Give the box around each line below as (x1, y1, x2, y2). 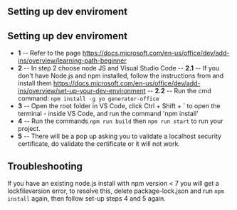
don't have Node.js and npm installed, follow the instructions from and (17, 71, 224, 80)
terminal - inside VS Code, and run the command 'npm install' (17, 110, 199, 118)
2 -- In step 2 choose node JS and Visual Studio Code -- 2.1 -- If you (17, 64, 220, 73)
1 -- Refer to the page (17, 49, 81, 58)
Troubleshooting (7, 160, 83, 172)
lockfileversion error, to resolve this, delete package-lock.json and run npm (7, 187, 224, 195)
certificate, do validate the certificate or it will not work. (17, 140, 180, 148)
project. (17, 125, 41, 133)
